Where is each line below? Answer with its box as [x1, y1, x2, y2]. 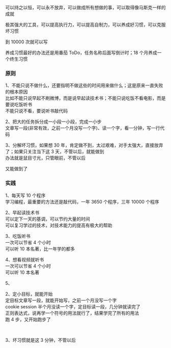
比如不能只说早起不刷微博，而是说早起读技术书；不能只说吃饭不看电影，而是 [5, 95, 166, 101]
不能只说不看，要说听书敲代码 [5, 108, 68, 114]
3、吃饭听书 [5, 233, 31, 239]
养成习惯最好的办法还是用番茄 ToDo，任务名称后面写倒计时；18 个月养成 [5, 50, 158, 55]
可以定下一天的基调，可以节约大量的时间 [5, 216, 90, 222]
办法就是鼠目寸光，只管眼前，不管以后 [5, 155, 85, 161]
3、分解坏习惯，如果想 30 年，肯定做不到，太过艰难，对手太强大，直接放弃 [5, 142, 163, 149]
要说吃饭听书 [5, 101, 32, 108]
